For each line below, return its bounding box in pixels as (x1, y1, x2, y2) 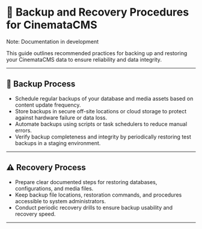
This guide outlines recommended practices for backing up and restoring (6, 49, 188, 56)
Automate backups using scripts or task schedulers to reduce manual (14, 120, 188, 128)
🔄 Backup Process (6, 79, 76, 89)
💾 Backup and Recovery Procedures (6, 5, 189, 19)
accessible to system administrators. (14, 197, 106, 204)
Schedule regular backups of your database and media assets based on (14, 95, 194, 102)
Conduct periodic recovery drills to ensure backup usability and (14, 204, 173, 211)
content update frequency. (14, 101, 81, 109)
